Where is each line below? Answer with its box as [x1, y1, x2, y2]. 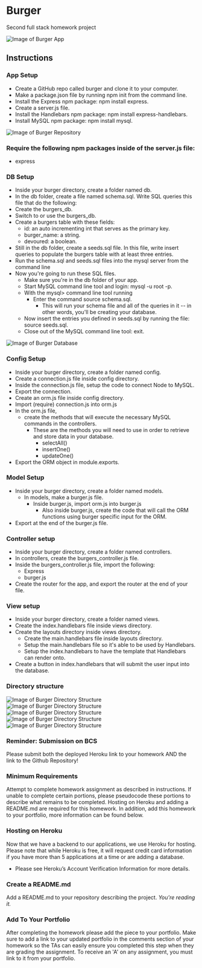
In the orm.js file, [14, 407, 57, 414]
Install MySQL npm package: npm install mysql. [14, 117, 133, 124]
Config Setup [6, 355, 46, 363]
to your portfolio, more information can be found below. [6, 811, 144, 819]
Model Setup [6, 473, 45, 482]
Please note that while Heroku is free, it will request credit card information [6, 846, 192, 854]
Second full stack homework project [6, 24, 96, 31]
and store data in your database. [33, 433, 114, 440]
